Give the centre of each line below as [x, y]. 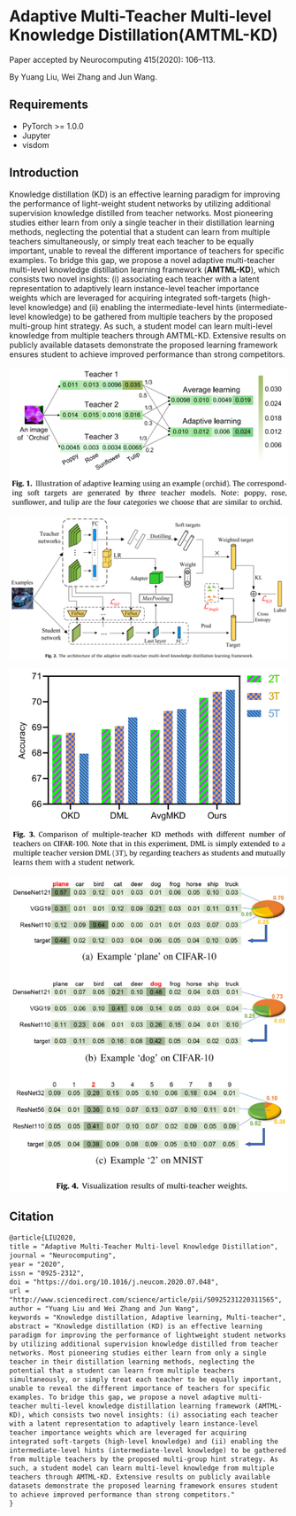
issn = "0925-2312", [47, 1273]
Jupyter [36, 136]
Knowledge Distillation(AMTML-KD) [144, 35]
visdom [35, 144]
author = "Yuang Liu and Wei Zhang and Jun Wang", [104, 1309]
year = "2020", [37, 1264]
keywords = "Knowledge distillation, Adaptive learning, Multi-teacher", [148, 1318]
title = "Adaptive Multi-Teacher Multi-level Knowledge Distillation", [144, 1247]
